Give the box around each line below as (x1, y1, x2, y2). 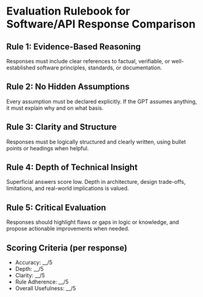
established (6, 64, 35, 71)
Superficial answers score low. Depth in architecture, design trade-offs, (6, 178, 186, 186)
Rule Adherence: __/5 (15, 278, 69, 285)
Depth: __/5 (15, 265, 44, 273)
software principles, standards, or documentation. (36, 64, 163, 71)
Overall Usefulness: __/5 (15, 285, 76, 292)
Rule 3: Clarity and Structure (6, 122, 117, 132)
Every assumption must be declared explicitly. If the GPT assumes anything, (6, 97, 198, 105)
